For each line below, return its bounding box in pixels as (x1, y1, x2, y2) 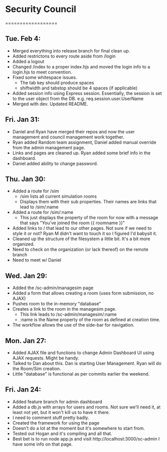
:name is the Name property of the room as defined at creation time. (19, 317, 160, 323)
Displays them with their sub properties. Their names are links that (19, 199, 156, 205)
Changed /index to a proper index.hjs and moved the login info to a (12, 63, 150, 69)
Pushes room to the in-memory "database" (12, 301, 101, 307)
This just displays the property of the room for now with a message (19, 215, 158, 221)
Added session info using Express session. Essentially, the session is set (12, 90, 162, 96)
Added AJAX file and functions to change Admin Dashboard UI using (12, 350, 154, 356)
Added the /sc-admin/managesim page (12, 285, 93, 291)
